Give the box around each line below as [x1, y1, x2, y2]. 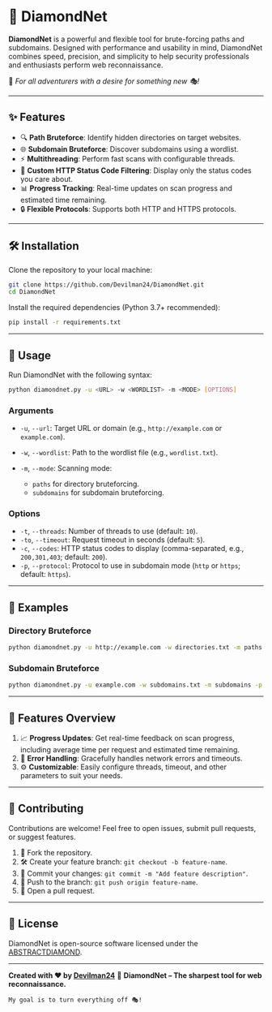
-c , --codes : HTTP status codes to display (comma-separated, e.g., [19, 544, 244, 553]
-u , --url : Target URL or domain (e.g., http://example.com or [19, 424, 223, 433]
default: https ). [19, 570, 71, 579]
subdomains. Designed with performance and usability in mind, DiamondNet [8, 42, 263, 52]
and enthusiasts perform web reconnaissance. [8, 60, 164, 70]
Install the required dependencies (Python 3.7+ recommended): [8, 303, 221, 312]
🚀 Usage [8, 348, 51, 362]
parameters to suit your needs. [19, 771, 123, 781]
